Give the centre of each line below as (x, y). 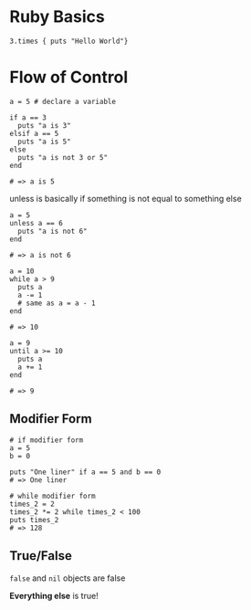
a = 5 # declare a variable (63, 101)
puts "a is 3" (44, 125)
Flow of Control (69, 77)
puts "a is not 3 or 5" (63, 157)
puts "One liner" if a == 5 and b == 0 (85, 472)
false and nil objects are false (68, 578)
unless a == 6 (37, 223)
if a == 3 (28, 117)
